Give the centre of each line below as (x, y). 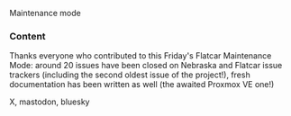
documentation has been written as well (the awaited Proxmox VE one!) (142, 85)
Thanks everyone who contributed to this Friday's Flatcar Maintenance (141, 56)
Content (28, 36)
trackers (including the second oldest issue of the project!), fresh (130, 75)
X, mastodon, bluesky (50, 102)
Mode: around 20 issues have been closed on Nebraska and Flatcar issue (146, 66)
